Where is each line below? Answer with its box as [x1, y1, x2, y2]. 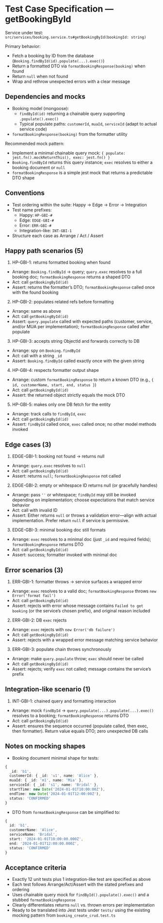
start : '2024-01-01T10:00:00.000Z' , [9, 837, 83, 842]
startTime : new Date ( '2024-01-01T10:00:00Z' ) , [9, 787, 105, 792]
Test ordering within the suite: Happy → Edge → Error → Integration [12, 202, 147, 207]
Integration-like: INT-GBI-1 [19, 227, 72, 233]
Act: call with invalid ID [12, 508, 58, 513]
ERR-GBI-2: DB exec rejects [12, 617, 67, 623]
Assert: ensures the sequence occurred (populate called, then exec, [12, 723, 148, 729]
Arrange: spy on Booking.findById [12, 348, 81, 353]
